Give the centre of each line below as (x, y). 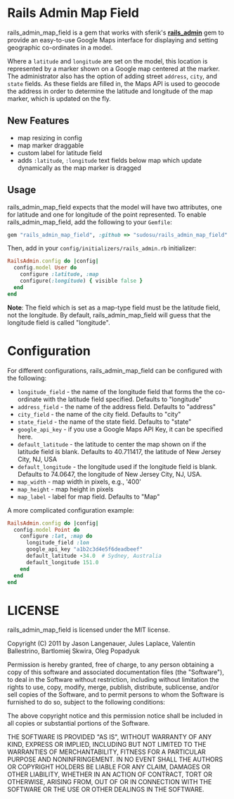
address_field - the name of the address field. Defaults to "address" (117, 406)
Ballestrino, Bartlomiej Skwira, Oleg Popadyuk (74, 651)
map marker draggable (51, 145)
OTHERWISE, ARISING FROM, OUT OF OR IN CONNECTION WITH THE (110, 782)
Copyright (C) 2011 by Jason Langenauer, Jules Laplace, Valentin (101, 644)
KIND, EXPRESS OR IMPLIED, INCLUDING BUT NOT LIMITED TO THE (107, 745)
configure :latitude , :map (59, 274)
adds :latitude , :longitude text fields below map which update (110, 160)
